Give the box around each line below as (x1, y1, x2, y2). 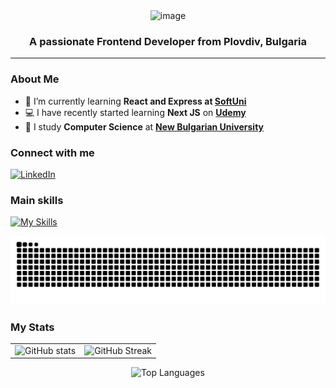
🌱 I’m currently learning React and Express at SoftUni (24, 95, 247, 107)
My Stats (10, 320, 55, 334)
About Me (10, 72, 60, 86)
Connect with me (10, 145, 95, 159)
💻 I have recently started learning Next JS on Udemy (24, 106, 247, 118)
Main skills (10, 193, 64, 207)
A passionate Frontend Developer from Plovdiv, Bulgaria (29, 34, 307, 48)
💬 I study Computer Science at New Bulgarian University (24, 120, 265, 133)
